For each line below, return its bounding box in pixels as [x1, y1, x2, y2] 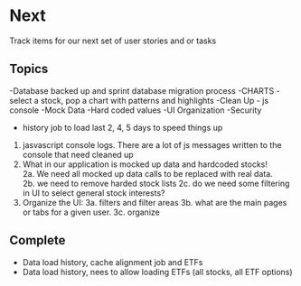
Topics [9, 61, 49, 77]
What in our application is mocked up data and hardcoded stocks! [22, 159, 268, 170]
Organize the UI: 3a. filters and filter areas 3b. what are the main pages [22, 197, 287, 208]
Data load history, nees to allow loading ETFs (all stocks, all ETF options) [22, 266, 293, 277]
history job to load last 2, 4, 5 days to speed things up [22, 122, 223, 133]
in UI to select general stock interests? [22, 187, 165, 198]
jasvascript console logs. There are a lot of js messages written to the [22, 139, 282, 150]
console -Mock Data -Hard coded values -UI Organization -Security [9, 105, 262, 115]
